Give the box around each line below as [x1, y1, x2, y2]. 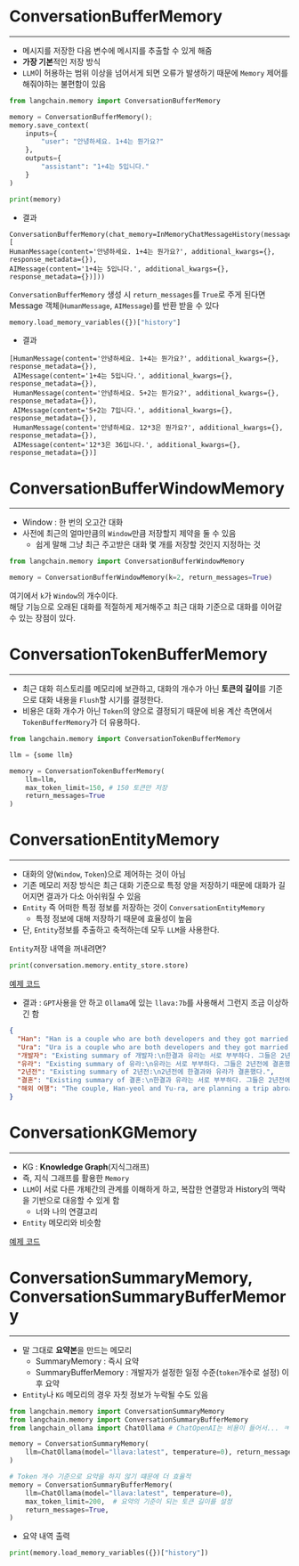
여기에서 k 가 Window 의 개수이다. [9, 591, 118, 601]
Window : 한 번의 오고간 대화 [21, 517, 124, 527]
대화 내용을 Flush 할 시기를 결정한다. [38, 695, 164, 706]
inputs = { [25, 129, 58, 138]
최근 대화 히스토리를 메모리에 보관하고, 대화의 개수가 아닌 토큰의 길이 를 [21, 683, 267, 694]
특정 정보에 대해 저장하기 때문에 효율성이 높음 [35, 913, 193, 924]
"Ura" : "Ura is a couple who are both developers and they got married [17, 1042, 289, 1052]
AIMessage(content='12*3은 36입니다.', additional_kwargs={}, [12, 441, 242, 450]
